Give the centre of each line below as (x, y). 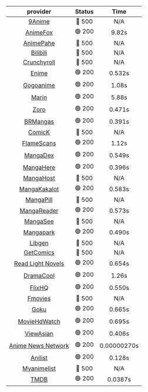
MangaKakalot (39, 189)
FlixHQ (39, 288)
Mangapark (39, 232)
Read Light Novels (39, 263)
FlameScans (39, 143)
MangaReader (39, 211)
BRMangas (39, 121)
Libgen (39, 243)
